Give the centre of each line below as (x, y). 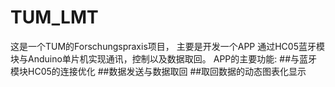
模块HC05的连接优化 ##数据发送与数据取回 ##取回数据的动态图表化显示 (158, 71)
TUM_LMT (54, 17)
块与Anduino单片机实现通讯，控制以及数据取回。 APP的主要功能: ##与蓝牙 (164, 58)
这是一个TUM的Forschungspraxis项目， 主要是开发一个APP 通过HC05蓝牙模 (167, 46)
